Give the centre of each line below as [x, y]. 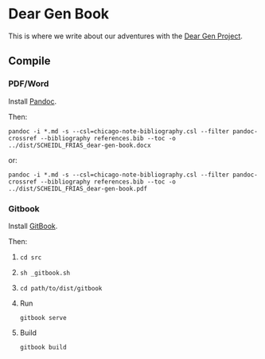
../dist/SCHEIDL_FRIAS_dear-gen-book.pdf [78, 188]
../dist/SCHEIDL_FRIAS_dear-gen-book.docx [80, 145]
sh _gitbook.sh [45, 273]
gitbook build [43, 347]
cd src [31, 257]
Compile [29, 61]
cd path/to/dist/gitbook [61, 288]
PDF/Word [29, 84]
